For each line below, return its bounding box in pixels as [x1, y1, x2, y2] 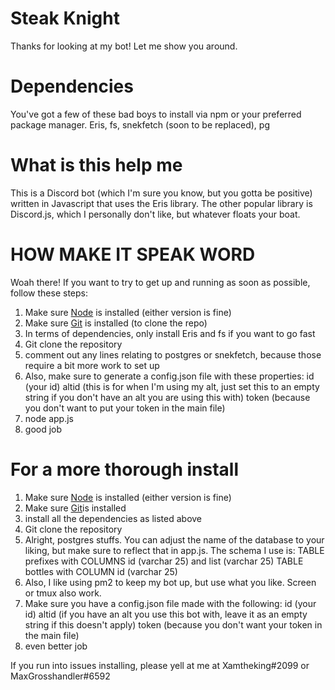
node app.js [24, 412, 74, 424]
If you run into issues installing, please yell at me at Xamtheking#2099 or [10, 659, 310, 671]
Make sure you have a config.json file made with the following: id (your [24, 597, 317, 609]
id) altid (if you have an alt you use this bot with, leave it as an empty [24, 608, 308, 620]
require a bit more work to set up [24, 359, 160, 371]
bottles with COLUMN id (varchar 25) [24, 565, 178, 577]
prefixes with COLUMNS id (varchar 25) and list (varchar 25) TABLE [24, 555, 304, 567]
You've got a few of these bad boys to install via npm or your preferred [10, 108, 302, 120]
